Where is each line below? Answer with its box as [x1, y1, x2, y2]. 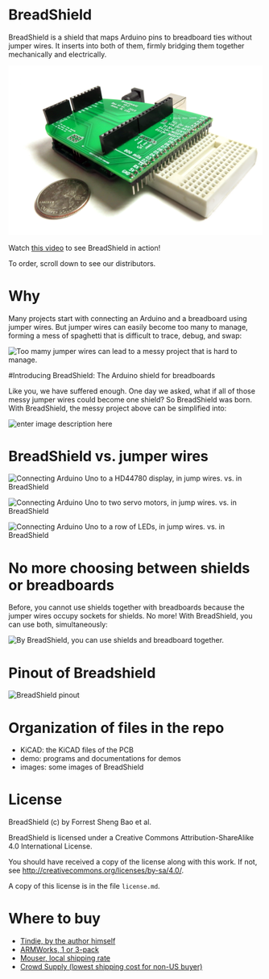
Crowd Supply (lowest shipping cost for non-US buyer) [19, 962, 203, 972]
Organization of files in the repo [8, 719, 225, 737]
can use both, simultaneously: [8, 619, 109, 630]
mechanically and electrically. [8, 49, 107, 59]
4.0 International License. [8, 841, 93, 852]
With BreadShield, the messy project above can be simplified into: [8, 403, 227, 413]
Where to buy [8, 910, 101, 928]
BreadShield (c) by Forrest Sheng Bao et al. [8, 817, 151, 827]
